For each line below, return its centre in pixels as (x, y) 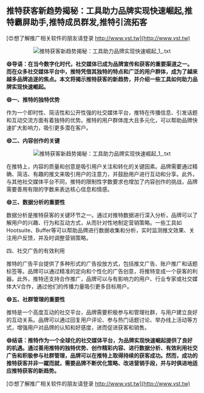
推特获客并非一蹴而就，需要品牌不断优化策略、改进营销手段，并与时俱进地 (99, 363)
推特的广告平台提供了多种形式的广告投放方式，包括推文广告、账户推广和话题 (102, 264)
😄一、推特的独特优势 (33, 100)
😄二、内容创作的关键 (33, 140)
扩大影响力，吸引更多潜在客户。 (51, 128)
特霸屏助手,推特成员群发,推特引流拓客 (77, 22)
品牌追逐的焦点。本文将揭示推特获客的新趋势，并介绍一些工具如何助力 (104, 79)
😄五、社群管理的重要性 (36, 299)
